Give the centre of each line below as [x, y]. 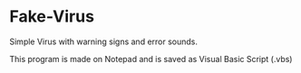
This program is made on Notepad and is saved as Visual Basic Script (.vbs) [151, 59]
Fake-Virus [52, 17]
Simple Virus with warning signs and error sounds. [103, 41]
